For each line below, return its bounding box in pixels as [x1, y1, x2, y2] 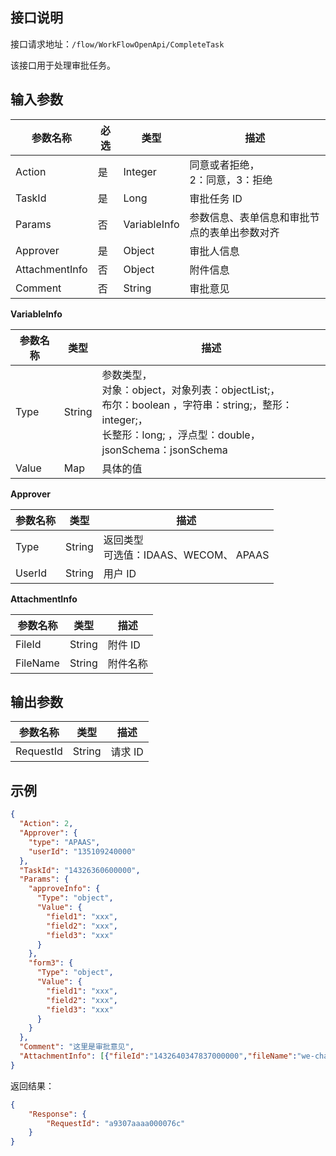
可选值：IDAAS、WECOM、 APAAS [103, 548, 270, 562]
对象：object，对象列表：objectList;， [101, 383, 281, 397]
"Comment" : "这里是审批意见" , [19, 1042, 135, 1052]
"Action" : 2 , [19, 819, 74, 829]
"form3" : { [28, 958, 74, 968]
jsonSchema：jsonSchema [101, 443, 228, 457]
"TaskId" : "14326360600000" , [19, 865, 141, 875]
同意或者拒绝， [189, 158, 260, 172]
